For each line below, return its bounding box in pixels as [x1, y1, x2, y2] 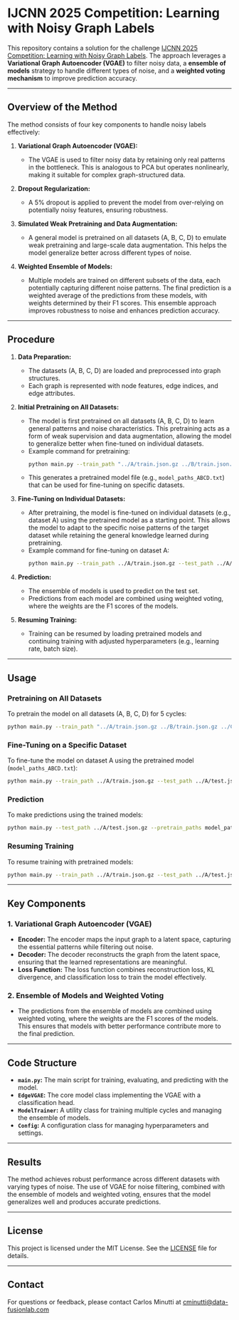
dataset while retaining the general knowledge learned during [28, 531, 209, 540]
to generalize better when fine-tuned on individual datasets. [28, 439, 204, 448]
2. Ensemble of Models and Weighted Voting [7, 991, 164, 1000]
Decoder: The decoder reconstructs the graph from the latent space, [17, 950, 221, 959]
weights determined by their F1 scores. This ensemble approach [28, 298, 217, 307]
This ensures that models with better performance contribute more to [17, 1022, 222, 1030]
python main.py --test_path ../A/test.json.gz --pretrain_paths [7, 824, 202, 832]
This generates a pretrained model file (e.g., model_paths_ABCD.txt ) [28, 473, 225, 482]
